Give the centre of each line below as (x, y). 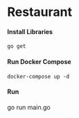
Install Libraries (30, 31)
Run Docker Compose (39, 61)
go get (17, 47)
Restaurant (40, 12)
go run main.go (29, 107)
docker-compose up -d (38, 76)
